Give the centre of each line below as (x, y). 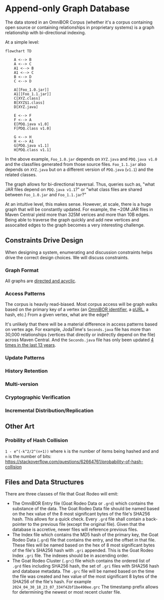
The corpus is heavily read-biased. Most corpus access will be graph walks (81, 304)
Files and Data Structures (45, 482)
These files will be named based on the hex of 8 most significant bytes (83, 545)
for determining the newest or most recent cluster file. (67, 592)
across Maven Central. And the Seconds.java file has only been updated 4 (80, 340)
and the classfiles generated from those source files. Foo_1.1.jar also (76, 164)
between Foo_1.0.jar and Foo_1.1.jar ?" (46, 194)
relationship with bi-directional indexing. (46, 32)
